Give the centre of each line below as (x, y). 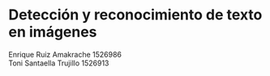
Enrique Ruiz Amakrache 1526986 (65, 54)
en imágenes (53, 32)
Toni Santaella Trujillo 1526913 (59, 63)
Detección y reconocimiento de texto (135, 15)
